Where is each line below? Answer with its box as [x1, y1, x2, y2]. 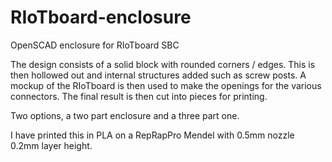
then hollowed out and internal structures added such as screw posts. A [10, 69, 307, 81]
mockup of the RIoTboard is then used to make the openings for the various [10, 79, 322, 91]
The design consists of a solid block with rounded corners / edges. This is [10, 58, 316, 70]
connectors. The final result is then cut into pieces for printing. [10, 90, 268, 102]
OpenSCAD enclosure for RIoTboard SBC [10, 39, 180, 51]
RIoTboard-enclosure [10, 6, 192, 29]
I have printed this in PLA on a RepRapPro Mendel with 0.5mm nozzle [10, 129, 295, 141]
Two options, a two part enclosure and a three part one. [10, 109, 240, 121]
